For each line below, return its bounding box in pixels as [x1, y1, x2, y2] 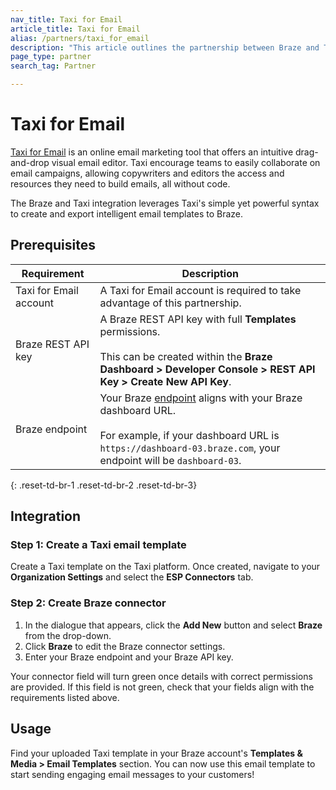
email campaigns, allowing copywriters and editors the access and [10, 167, 285, 179]
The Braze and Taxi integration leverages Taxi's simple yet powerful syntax [10, 197, 320, 209]
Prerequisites [10, 237, 96, 254]
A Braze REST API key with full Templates [99, 312, 297, 326]
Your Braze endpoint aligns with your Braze [99, 391, 303, 405]
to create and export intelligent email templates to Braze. [10, 207, 244, 220]
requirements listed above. [10, 691, 120, 703]
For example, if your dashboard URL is [99, 428, 280, 442]
